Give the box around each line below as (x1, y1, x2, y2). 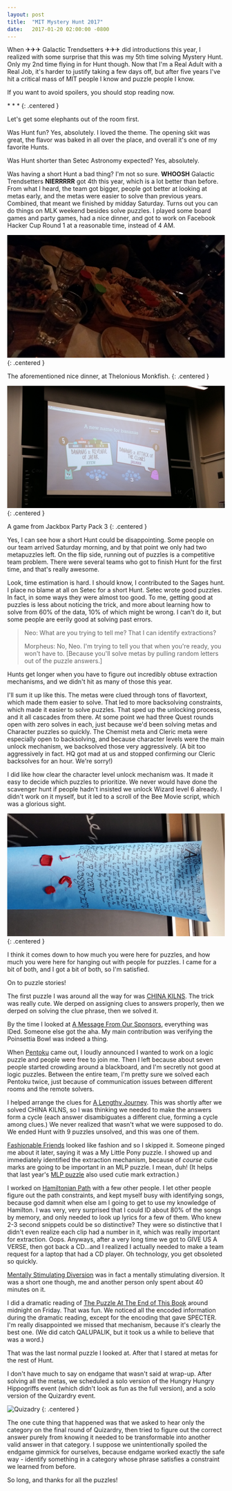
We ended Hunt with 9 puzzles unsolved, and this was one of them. (7, 1127, 200, 1136)
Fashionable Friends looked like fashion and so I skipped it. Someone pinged (7, 1141, 225, 1149)
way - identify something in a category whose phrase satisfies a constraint (7, 1455, 220, 1463)
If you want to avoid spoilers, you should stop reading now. (7, 88, 175, 97)
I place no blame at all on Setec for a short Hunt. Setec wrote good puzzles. (7, 586, 222, 594)
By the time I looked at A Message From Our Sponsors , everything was (7, 1020, 209, 1028)
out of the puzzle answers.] (23, 657, 102, 665)
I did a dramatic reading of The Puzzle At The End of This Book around (7, 1298, 209, 1306)
